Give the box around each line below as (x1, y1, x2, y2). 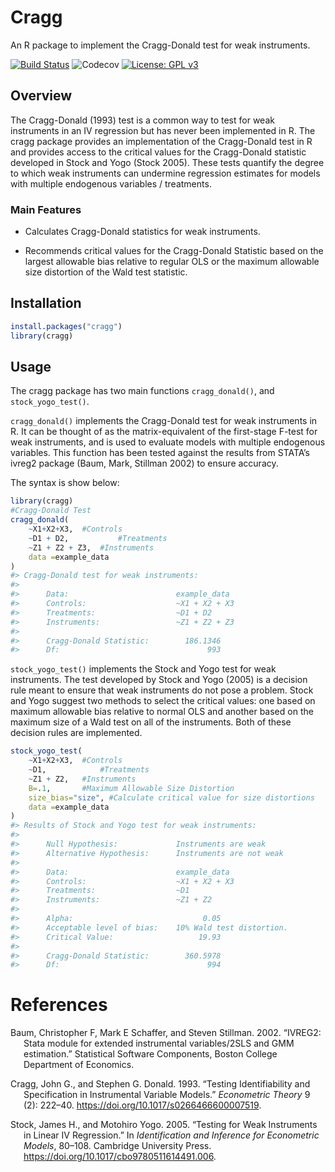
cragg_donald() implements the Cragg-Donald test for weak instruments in (10, 415, 318, 427)
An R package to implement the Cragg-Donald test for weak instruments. (10, 39, 311, 51)
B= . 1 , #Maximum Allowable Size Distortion (28, 783, 235, 793)
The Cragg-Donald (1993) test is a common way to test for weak (10, 114, 275, 126)
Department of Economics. (23, 1059, 135, 1071)
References (10, 994, 108, 1016)
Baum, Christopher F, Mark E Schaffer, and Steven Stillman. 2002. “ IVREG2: (10, 1027, 322, 1039)
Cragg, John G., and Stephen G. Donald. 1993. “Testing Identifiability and (10, 1078, 311, 1090)
